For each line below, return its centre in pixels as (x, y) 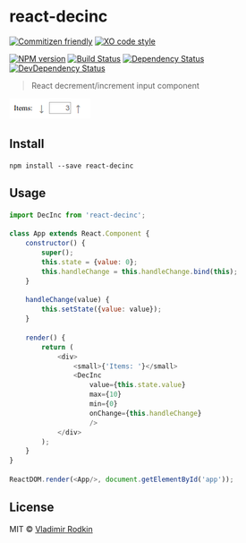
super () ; (58, 253)
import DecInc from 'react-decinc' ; (77, 215)
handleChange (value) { (68, 300)
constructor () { (56, 244)
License (32, 508)
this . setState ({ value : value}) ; (102, 310)
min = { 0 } (103, 404)
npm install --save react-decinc (72, 166)
